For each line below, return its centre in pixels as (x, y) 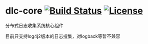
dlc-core (24, 11)
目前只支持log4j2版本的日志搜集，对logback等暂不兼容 (63, 36)
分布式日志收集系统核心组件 (34, 25)
